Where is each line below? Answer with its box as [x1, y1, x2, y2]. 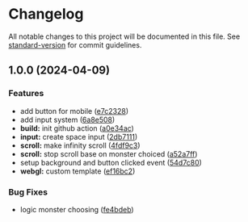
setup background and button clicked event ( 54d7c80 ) [19, 157, 202, 167]
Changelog [8, 5, 84, 23]
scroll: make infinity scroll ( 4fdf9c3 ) [19, 140, 141, 150]
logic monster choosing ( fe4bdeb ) [19, 204, 135, 214]
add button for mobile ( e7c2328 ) [19, 106, 129, 115]
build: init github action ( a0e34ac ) [19, 123, 135, 133]
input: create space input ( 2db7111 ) [19, 132, 138, 141]
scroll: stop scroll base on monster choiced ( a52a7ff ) [19, 149, 198, 158]
